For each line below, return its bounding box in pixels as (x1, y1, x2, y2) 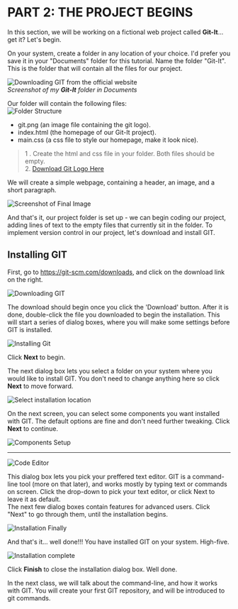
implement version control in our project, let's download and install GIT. (7, 228, 216, 236)
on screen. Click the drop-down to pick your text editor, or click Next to (7, 487, 215, 495)
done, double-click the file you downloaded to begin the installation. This (7, 310, 220, 319)
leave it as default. (7, 495, 62, 503)
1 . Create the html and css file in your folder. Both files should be (24, 149, 215, 158)
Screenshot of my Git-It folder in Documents (7, 85, 137, 94)
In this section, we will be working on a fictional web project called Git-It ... (7, 28, 224, 36)
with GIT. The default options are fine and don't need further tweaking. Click (7, 417, 230, 425)
